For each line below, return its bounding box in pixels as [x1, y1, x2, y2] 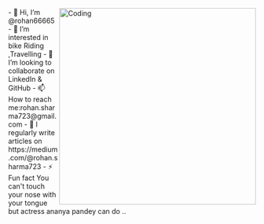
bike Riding [8, 41, 45, 50]
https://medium [8, 145, 58, 154]
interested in [8, 33, 49, 42]
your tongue [8, 198, 48, 207]
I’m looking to [8, 58, 53, 67]
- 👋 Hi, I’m [8, 8, 41, 17]
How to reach [8, 94, 53, 104]
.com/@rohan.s [8, 153, 58, 162]
